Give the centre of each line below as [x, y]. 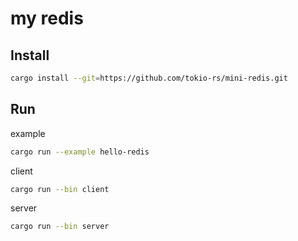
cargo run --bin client [60, 189]
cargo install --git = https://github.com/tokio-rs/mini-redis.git [149, 78]
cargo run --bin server [60, 227]
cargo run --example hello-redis [80, 152]
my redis [47, 18]
